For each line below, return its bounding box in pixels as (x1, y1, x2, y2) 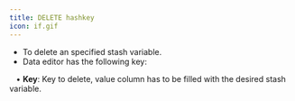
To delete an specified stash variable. (22, 46, 162, 57)
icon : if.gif (9, 22, 59, 31)
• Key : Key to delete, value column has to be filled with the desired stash (15, 73, 287, 84)
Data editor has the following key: (22, 56, 147, 67)
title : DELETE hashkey (9, 13, 95, 23)
